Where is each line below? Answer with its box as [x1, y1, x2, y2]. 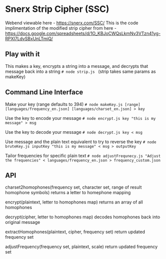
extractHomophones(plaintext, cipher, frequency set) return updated [5, 229, 145, 235]
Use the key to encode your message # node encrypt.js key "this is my [5, 115, 156, 121]
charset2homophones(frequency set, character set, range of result [5, 184, 142, 190]
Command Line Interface [5, 88, 83, 97]
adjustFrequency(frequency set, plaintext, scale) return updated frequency [5, 244, 158, 250]
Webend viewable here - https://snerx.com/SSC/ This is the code [5, 20, 139, 26]
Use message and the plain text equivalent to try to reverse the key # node [5, 139, 157, 145]
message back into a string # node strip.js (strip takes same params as [5, 68, 156, 74]
